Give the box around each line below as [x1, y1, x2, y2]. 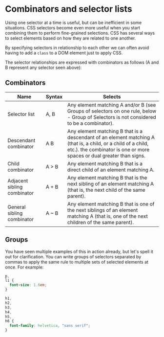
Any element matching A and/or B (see [67, 101, 156, 108]
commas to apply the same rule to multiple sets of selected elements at [5, 259, 149, 265]
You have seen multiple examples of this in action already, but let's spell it [5, 248, 154, 254]
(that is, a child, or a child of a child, [67, 140, 149, 147]
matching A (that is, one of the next [67, 213, 148, 220]
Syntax [45, 93, 63, 100]
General [7, 203, 26, 210]
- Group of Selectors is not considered [67, 113, 156, 120]
